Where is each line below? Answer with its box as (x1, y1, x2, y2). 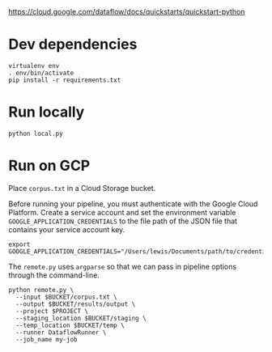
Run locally (8, 103, 85, 121)
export (8, 240, 31, 248)
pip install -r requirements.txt (8, 76, 121, 84)
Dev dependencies (8, 36, 138, 53)
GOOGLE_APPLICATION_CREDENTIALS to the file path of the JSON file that (8, 216, 237, 226)
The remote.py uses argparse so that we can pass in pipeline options (8, 261, 237, 271)
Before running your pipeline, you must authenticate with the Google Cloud (8, 198, 258, 209)
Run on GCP (8, 157, 91, 175)
